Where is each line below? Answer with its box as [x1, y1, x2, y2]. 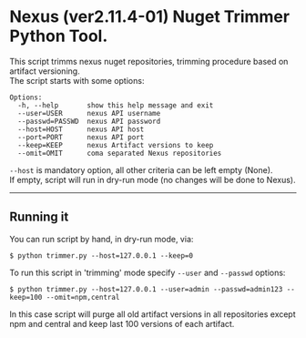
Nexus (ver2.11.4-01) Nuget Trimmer [9, 6, 290, 27]
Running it [9, 210, 69, 225]
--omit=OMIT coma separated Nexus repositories [17, 149, 222, 158]
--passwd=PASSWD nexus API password [17, 117, 161, 126]
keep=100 [9, 292, 43, 302]
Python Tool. [9, 26, 108, 46]
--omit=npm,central [46, 292, 120, 302]
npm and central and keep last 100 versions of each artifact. [9, 318, 235, 329]
